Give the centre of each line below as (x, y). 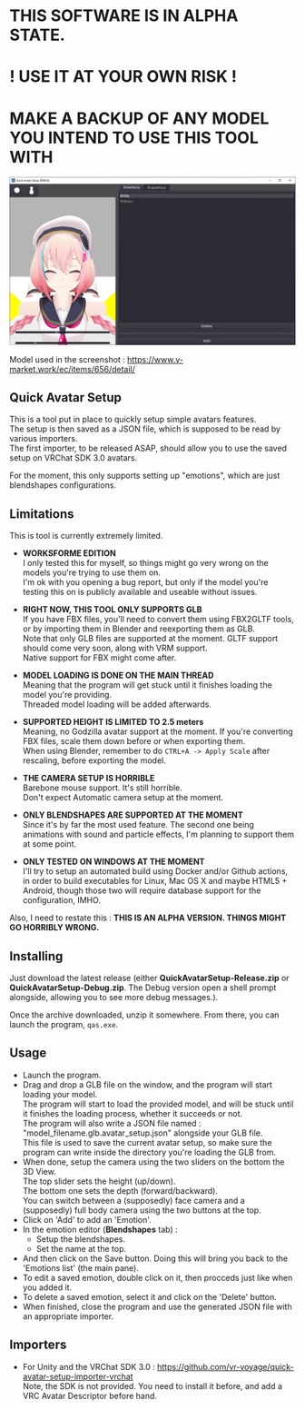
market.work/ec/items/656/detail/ (73, 369)
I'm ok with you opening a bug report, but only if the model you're (145, 582)
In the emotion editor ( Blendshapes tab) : (100, 1229)
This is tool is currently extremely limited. (86, 536)
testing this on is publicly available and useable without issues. (140, 592)
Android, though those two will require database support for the (142, 890)
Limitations (42, 514)
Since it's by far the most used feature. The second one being (138, 825)
